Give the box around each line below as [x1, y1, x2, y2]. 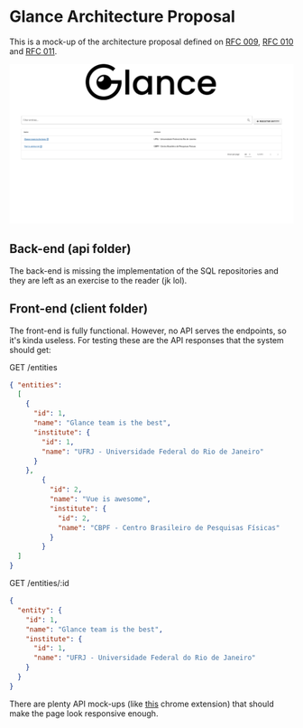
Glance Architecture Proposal [9, 6, 236, 27]
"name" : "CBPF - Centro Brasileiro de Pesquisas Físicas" [57, 523, 280, 532]
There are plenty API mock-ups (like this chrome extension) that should [9, 698, 274, 709]
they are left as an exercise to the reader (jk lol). [9, 275, 188, 285]
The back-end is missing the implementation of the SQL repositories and [9, 265, 280, 276]
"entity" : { [17, 605, 63, 615]
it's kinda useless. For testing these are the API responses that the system [9, 334, 284, 345]
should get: [9, 344, 51, 355]
